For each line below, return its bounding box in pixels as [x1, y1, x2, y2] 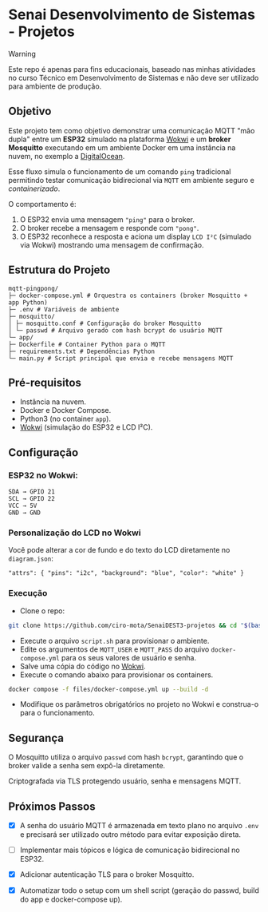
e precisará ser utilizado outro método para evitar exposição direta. [19, 830, 242, 839]
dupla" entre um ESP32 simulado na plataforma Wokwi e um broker [8, 134, 231, 144]
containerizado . [8, 184, 61, 193]
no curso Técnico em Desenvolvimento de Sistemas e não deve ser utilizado [8, 73, 259, 82]
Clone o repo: [19, 605, 65, 616]
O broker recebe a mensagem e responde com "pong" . [19, 223, 199, 232]
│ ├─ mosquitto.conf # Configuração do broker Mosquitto [8, 319, 202, 327]
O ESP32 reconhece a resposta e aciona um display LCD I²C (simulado [19, 232, 252, 241]
